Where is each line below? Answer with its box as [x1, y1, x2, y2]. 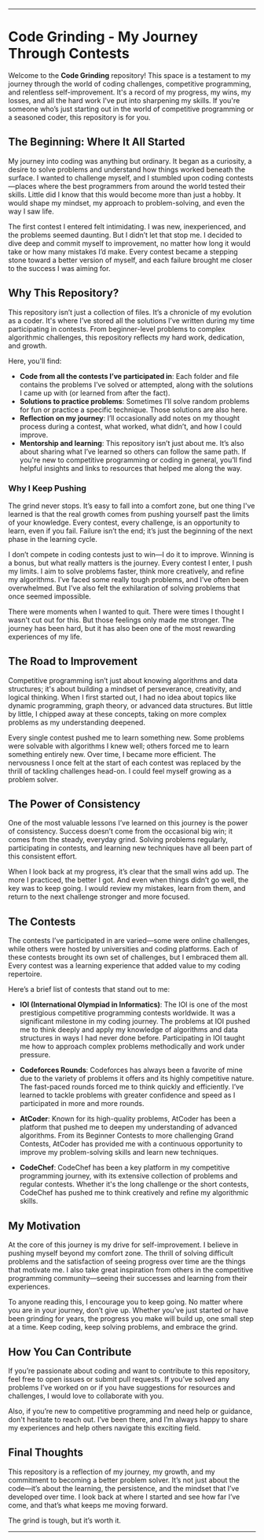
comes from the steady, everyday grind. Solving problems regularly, [8, 835, 228, 844]
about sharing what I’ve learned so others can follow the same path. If [19, 447, 247, 456]
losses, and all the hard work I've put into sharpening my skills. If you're [8, 95, 240, 105]
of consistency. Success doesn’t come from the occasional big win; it [8, 826, 233, 836]
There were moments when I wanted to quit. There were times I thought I [8, 607, 244, 616]
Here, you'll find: [8, 356, 62, 366]
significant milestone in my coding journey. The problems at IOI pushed [19, 1017, 251, 1026]
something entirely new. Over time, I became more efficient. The [8, 749, 216, 759]
